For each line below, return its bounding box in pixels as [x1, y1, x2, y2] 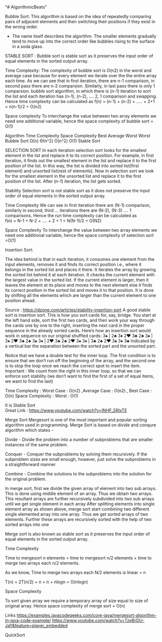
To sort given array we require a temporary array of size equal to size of [5, 598, 148, 604]
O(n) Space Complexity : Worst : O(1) [5, 393, 79, 399]
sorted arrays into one [5, 522, 49, 527]
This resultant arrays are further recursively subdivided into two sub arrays [5, 496, 155, 502]
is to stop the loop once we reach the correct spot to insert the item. [5, 363, 141, 369]
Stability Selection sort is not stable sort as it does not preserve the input [5, 188, 150, 193]
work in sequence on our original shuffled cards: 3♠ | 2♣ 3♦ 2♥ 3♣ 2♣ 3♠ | [5, 333, 153, 338]
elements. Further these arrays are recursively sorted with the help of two [5, 517, 152, 522]
